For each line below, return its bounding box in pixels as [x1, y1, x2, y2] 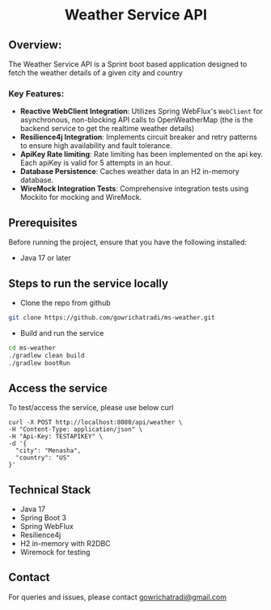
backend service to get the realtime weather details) [19, 124, 195, 133]
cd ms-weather [8, 344, 57, 352]
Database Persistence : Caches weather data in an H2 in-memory [19, 167, 240, 176]
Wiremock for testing [19, 548, 91, 557]
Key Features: [8, 87, 65, 99]
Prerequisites [8, 216, 78, 230]
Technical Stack [8, 483, 91, 497]
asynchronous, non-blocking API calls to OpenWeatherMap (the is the [19, 115, 253, 125]
